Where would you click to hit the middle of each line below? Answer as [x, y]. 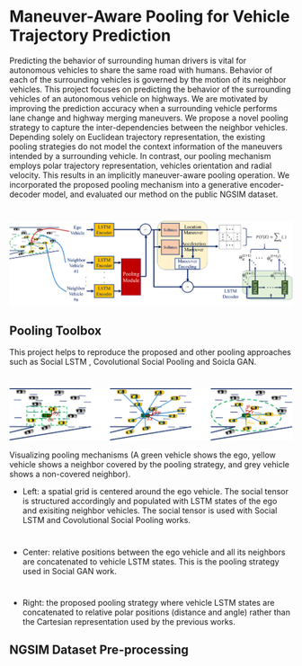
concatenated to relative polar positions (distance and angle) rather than [156, 612]
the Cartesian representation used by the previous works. [129, 621]
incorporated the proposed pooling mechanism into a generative [129, 184]
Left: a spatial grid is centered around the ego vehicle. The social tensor [155, 492]
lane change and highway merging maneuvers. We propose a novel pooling [149, 118]
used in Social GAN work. [69, 571]
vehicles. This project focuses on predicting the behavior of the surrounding [150, 89]
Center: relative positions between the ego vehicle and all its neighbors [154, 552]
